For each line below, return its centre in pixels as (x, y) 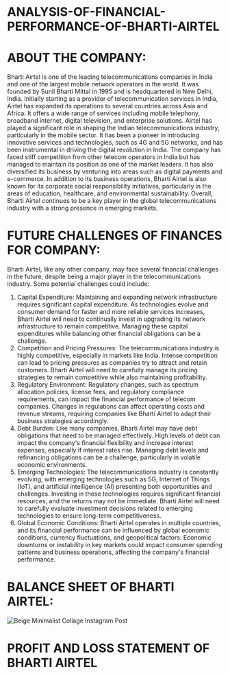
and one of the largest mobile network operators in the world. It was (103, 84)
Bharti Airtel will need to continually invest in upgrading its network (111, 319)
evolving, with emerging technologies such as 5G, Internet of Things (113, 479)
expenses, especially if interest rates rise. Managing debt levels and (113, 450)
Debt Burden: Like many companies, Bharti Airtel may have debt (107, 429)
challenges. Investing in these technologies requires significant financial (118, 494)
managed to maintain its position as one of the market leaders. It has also (110, 165)
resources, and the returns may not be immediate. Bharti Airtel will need (118, 501)
